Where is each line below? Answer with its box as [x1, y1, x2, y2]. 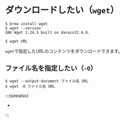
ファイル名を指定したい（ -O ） [5, 64, 97, 73]
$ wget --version [5, 25, 41, 30]
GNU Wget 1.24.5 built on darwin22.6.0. [5, 30, 91, 35]
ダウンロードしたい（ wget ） [5, 4, 120, 16]
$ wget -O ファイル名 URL [5, 84, 55, 89]
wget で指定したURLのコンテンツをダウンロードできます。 [5, 48, 123, 54]
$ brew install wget [5, 21, 48, 26]
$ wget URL [5, 38, 28, 44]
